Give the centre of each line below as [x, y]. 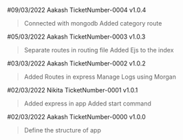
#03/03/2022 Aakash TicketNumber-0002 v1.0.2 [76, 63]
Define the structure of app [62, 130]
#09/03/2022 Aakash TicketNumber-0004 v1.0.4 [77, 10]
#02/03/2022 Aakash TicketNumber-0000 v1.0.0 [76, 117]
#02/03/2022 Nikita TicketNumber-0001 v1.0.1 [73, 90]
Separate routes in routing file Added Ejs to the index [99, 50]
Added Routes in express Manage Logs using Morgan [100, 77]
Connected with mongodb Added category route [93, 23]
